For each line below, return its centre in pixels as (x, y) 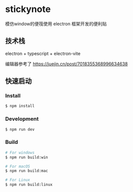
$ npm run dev (20, 129)
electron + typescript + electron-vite (43, 53)
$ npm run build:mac (27, 171)
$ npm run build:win (27, 157)
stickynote (28, 9)
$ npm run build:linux (29, 185)
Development (22, 119)
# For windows (20, 152)
